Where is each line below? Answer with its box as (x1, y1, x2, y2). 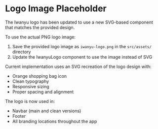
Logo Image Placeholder (5, 3, 107, 14)
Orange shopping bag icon (12, 73, 67, 79)
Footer (12, 113, 26, 119)
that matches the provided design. (5, 24, 75, 30)
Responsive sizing (12, 83, 49, 89)
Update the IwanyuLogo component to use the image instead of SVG (12, 54, 153, 60)
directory (12, 49, 31, 55)
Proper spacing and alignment (12, 89, 74, 95)
